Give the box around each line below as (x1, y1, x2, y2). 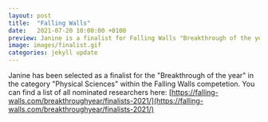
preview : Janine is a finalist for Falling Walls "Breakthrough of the (8, 33, 251, 42)
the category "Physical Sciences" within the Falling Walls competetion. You (8, 79, 255, 89)
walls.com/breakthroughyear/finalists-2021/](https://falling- (8, 96, 203, 105)
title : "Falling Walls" (8, 19, 91, 27)
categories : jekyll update (8, 49, 98, 57)
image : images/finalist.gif (8, 41, 102, 49)
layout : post (8, 11, 52, 20)
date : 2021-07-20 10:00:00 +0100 (8, 26, 127, 34)
